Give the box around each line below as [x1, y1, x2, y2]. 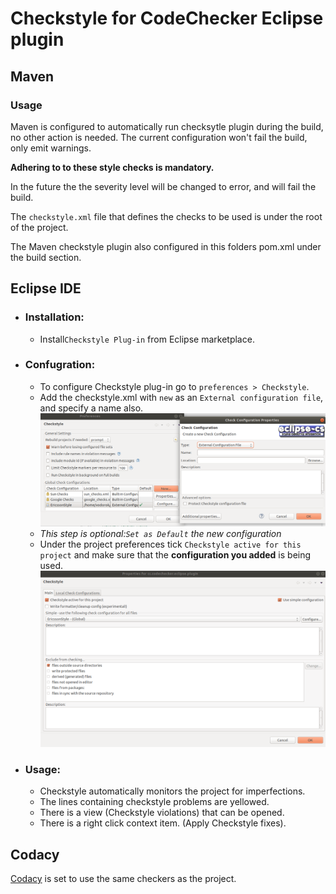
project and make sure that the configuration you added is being [39, 549, 312, 561]
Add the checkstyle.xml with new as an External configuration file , [39, 391, 324, 403]
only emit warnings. [10, 142, 92, 154]
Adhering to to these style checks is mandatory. [10, 161, 215, 173]
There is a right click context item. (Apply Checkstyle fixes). [39, 817, 287, 829]
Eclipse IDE [10, 280, 82, 297]
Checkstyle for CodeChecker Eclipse [10, 7, 324, 30]
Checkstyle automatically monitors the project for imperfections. [39, 785, 306, 797]
